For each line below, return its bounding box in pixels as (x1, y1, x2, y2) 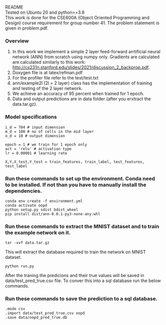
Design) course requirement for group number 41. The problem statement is (5, 20, 160, 26)
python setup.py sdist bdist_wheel (5, 207, 79, 212)
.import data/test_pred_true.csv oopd (5, 311, 85, 316)
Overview (5, 37, 29, 44)
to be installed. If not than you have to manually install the (5, 181, 147, 188)
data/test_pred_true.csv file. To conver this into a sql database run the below (5, 278, 162, 284)
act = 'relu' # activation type (5, 146, 72, 151)
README (5, 4, 24, 10)
